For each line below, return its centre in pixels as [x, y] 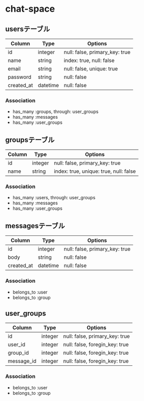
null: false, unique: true [91, 69]
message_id [22, 361]
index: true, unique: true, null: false [95, 171]
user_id [16, 344]
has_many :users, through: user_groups [54, 198]
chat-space [30, 9]
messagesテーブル [35, 225]
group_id [18, 353]
